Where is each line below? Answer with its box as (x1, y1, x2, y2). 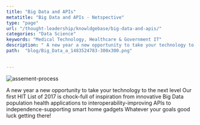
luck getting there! (6, 112, 51, 119)
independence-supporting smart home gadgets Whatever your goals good (6, 105, 190, 112)
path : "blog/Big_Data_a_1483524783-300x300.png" (6, 48, 133, 54)
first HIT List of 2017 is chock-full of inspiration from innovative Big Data (6, 93, 184, 100)
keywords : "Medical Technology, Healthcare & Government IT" (6, 36, 162, 42)
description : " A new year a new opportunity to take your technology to (6, 42, 195, 48)
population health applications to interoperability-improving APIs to (6, 99, 171, 106)
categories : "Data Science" (6, 31, 77, 37)
